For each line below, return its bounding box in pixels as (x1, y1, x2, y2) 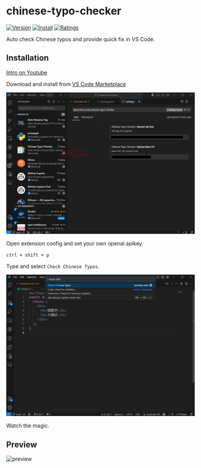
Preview (6, 439, 38, 449)
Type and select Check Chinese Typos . (6, 262, 100, 270)
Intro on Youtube (6, 69, 48, 76)
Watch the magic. (6, 422, 50, 429)
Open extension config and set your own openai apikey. (6, 239, 144, 247)
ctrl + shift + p (6, 252, 50, 258)
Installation (6, 53, 49, 63)
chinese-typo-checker (6, 4, 121, 18)
